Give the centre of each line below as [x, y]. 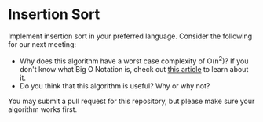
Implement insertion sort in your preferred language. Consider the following [130, 36]
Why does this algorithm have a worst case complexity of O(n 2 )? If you [134, 60]
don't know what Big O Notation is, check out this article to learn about [134, 69]
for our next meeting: [42, 44]
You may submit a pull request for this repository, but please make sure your [131, 101]
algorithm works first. [43, 109]
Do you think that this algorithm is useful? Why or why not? [115, 86]
